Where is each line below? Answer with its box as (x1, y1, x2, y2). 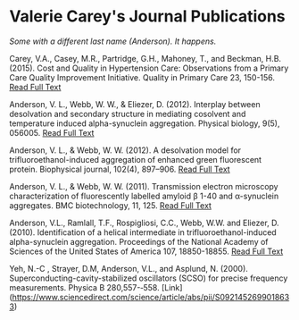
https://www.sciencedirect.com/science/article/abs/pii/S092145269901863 (12, 291, 290, 302)
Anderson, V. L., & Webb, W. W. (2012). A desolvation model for (9, 145, 242, 156)
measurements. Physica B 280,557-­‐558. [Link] (9, 282, 183, 292)
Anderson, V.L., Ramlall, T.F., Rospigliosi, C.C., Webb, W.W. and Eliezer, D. (9, 217, 279, 228)
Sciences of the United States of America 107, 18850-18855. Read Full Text (9, 246, 284, 257)
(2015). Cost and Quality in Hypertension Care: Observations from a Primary (9, 63, 289, 73)
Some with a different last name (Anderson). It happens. (9, 36, 217, 46)
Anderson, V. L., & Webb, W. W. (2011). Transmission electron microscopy (9, 181, 278, 191)
